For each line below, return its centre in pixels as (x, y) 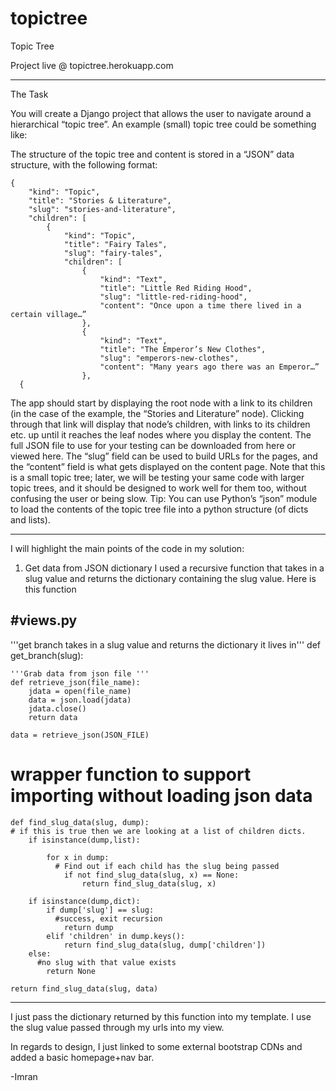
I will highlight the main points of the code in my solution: (127, 548)
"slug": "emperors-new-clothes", (169, 358)
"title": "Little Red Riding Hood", (176, 288)
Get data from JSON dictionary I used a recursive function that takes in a (174, 568)
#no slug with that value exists (106, 962)
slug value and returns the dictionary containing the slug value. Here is (170, 578)
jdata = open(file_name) (80, 691)
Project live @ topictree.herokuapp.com (92, 65)
